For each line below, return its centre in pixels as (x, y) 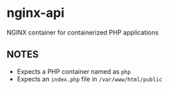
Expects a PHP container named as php (74, 71)
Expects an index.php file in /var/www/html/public (89, 79)
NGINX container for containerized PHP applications (83, 32)
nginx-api (36, 13)
